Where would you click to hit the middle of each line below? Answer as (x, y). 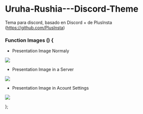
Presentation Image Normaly (40, 51)
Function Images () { (29, 40)
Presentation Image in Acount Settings (50, 88)
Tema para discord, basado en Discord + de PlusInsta (59, 22)
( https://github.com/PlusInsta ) (35, 27)
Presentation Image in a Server (43, 70)
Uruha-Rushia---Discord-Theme (72, 9)
